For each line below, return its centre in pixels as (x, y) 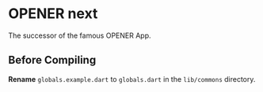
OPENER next (53, 14)
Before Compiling (52, 60)
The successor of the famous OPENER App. (80, 35)
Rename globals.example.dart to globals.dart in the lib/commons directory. (132, 79)
